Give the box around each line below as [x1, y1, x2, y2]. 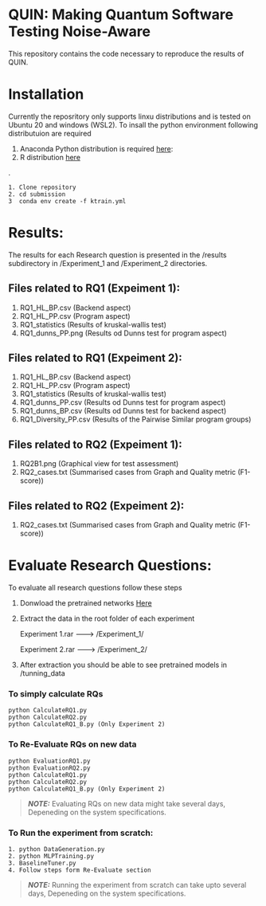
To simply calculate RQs [8, 688, 104, 699]
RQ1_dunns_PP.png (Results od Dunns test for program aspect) [19, 328, 227, 338]
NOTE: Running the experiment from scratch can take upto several [27, 880, 247, 889]
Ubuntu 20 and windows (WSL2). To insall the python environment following [8, 120, 259, 129]
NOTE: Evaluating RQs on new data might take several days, [27, 798, 225, 808]
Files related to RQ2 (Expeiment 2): [8, 499, 185, 512]
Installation [8, 85, 84, 104]
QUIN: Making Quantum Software [8, 6, 233, 24]
